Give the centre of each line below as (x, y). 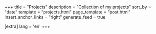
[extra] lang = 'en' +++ (28, 26)
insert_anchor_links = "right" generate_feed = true (55, 17)
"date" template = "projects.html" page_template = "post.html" (67, 12)
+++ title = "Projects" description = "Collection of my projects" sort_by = (78, 7)
